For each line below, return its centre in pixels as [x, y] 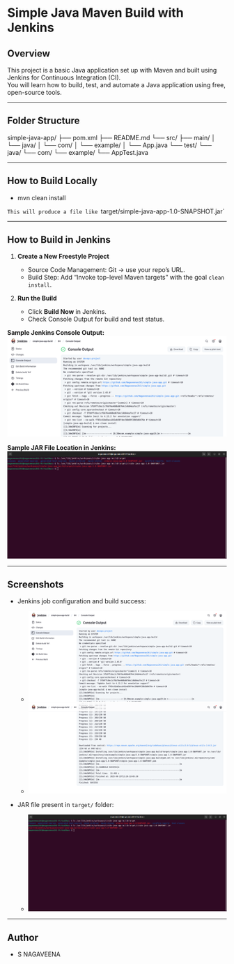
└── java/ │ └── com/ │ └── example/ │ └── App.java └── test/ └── [110, 145]
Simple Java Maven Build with [96, 13]
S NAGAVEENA [39, 954]
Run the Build [37, 299]
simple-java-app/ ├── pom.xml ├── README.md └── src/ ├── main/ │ [111, 137]
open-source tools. [35, 92]
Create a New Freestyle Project [63, 257]
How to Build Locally [52, 181]
